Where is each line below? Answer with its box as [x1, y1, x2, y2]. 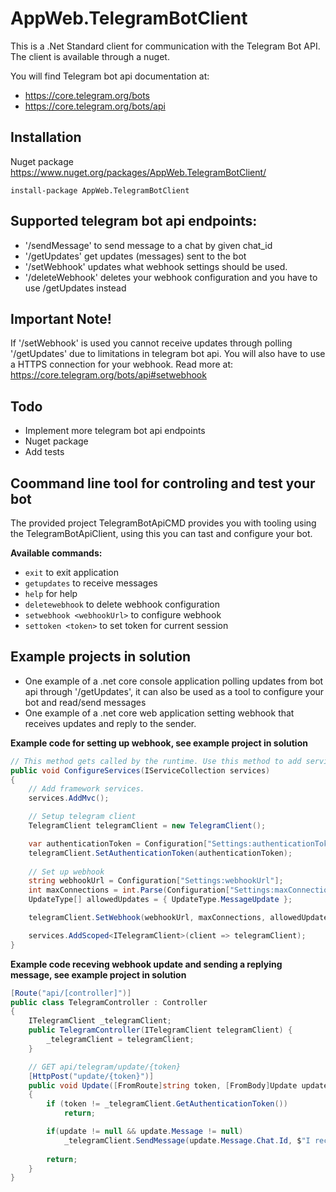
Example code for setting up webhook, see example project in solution [10, 737, 308, 749]
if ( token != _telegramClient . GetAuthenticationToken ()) [46, 1099, 288, 1109]
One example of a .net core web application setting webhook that [24, 707, 295, 719]
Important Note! [10, 310, 112, 327]
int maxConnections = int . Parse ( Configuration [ [28, 885, 230, 896]
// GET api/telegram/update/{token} [28, 1062, 182, 1072]
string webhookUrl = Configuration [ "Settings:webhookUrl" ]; [28, 876, 284, 886]
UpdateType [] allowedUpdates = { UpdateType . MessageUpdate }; [28, 895, 293, 905]
